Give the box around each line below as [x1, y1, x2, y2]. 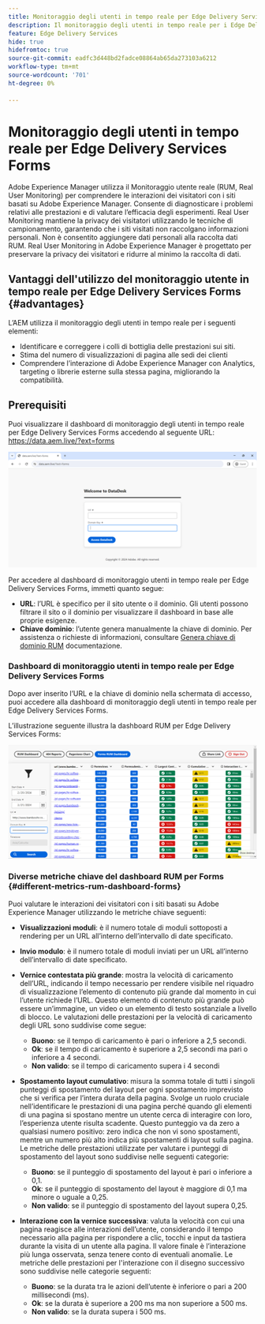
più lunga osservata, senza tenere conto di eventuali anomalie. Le [19, 1249, 233, 1259]
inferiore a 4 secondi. [31, 1052, 101, 1062]
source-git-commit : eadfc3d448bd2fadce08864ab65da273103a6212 [8, 55, 217, 62]
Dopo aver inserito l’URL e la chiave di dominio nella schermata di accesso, [8, 688, 252, 698]
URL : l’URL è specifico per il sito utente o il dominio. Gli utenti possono [19, 599, 248, 608]
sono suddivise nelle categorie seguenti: [19, 1266, 151, 1276]
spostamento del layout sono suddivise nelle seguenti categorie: [19, 1152, 230, 1161]
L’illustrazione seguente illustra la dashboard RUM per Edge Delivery [8, 720, 231, 730]
